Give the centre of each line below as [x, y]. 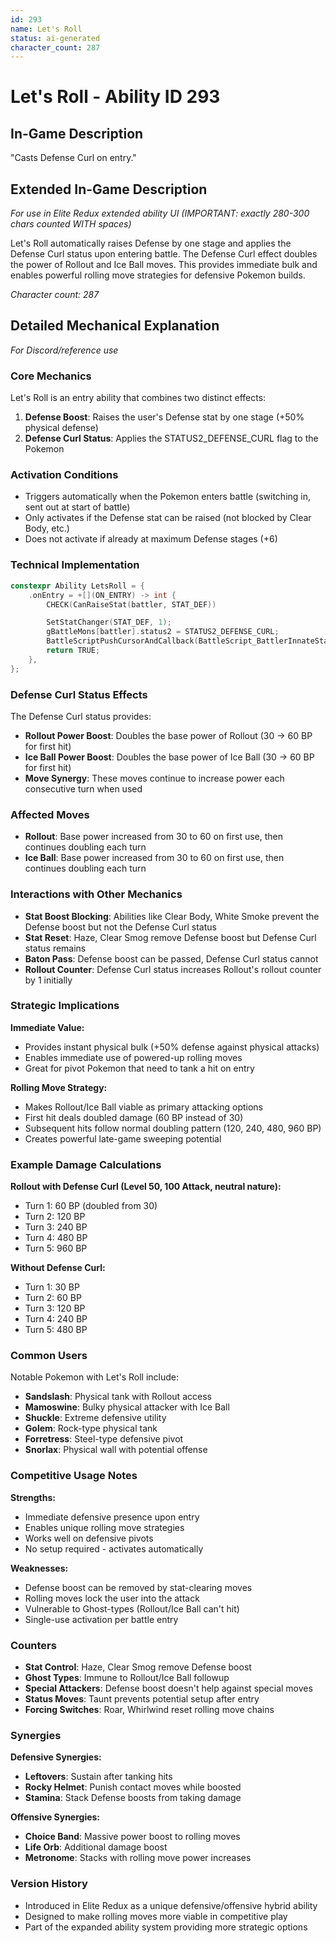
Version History [49, 1884]
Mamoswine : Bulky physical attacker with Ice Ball [127, 1407]
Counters [33, 1645]
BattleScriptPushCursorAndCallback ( [122, 641]
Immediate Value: [47, 1027]
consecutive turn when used [83, 788]
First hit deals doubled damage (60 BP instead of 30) [134, 1117]
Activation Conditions [64, 475]
